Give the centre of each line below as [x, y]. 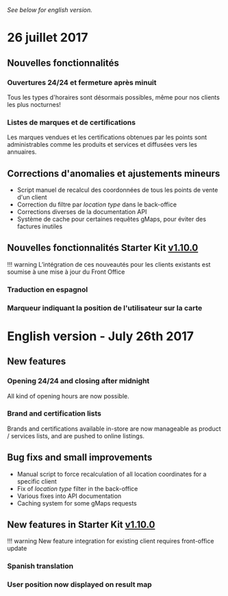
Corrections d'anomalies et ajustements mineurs [114, 173]
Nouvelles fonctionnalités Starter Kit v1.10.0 [103, 248]
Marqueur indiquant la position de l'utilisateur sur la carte [105, 308]
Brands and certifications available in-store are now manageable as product [114, 429]
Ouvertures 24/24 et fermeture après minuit [82, 82]
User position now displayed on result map [79, 584]
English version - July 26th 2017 [100, 336]
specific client [37, 481]
